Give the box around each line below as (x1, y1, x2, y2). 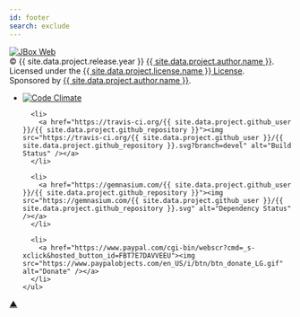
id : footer (9, 13, 50, 22)
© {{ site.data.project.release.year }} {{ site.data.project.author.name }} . (9, 56, 275, 66)
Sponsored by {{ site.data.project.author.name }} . (9, 75, 192, 85)
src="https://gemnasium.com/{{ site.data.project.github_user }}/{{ (21, 196, 284, 205)
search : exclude (9, 22, 70, 31)
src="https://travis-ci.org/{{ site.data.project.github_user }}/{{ (21, 133, 284, 142)
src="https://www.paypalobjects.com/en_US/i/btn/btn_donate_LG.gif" (21, 259, 284, 268)
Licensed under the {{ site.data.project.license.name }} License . (9, 65, 245, 76)
